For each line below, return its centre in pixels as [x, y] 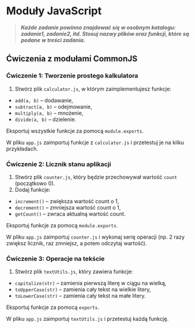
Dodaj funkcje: [32, 189]
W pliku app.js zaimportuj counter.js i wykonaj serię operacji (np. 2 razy [95, 237]
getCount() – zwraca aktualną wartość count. [70, 214]
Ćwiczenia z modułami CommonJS [72, 59]
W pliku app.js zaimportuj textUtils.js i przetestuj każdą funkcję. [87, 319]
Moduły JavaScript [54, 11]
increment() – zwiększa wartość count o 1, [67, 201]
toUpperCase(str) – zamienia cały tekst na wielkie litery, [83, 289]
